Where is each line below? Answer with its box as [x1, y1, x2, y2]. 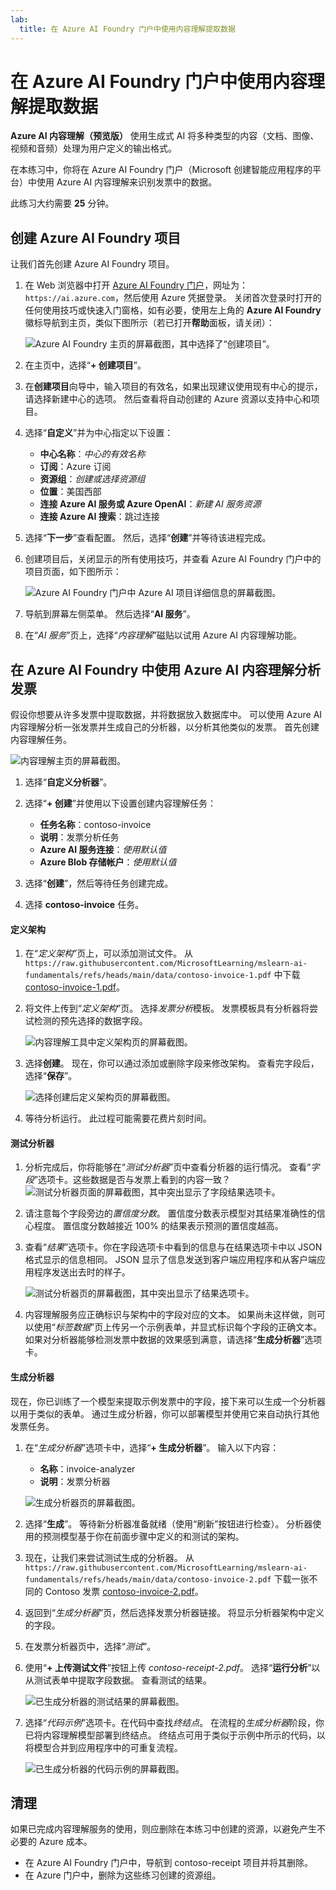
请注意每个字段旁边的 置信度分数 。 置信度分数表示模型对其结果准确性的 [24, 1207, 317, 1220]
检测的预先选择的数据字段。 [33, 1015, 148, 1027]
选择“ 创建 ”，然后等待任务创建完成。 [24, 877, 174, 890]
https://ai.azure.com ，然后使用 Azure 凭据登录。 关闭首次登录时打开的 [24, 292, 322, 304]
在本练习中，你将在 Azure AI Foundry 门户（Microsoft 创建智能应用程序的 [10, 164, 313, 176]
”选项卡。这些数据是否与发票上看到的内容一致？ [33, 1174, 231, 1186]
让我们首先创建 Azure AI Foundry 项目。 [10, 258, 175, 270]
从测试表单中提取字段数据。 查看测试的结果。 [24, 1674, 212, 1686]
